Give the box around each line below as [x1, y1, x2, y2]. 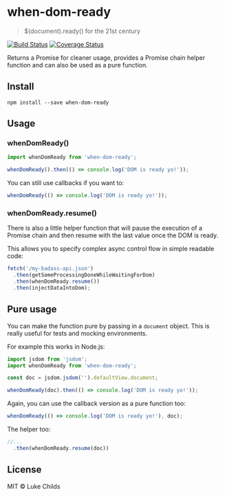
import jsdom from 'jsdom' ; [7, 356, 88, 363]
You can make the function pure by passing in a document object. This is [7, 321, 210, 330]
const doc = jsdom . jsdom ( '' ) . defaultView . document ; [7, 374, 158, 382]
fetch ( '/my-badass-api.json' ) [7, 266, 94, 272]
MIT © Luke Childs [7, 482, 61, 490]
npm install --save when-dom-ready [7, 99, 109, 106]
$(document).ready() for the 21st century [23, 27, 141, 35]
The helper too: [7, 425, 51, 433]
